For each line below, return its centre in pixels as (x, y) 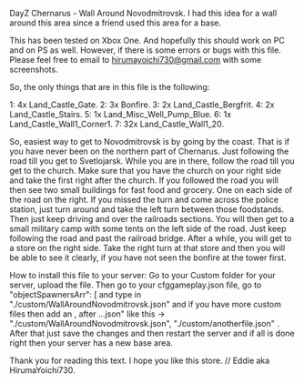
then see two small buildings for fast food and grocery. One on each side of (151, 190)
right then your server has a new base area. (91, 343)
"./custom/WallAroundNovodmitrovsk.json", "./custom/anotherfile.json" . (144, 323)
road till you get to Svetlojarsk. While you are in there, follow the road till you (152, 161)
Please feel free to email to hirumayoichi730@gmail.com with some (136, 60)
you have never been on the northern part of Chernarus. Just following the (149, 151)
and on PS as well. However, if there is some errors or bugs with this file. (146, 50)
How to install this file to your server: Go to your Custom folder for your (142, 275)
